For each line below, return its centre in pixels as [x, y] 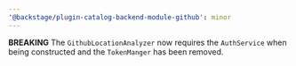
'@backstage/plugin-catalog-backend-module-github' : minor [120, 17]
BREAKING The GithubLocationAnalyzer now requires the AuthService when [148, 42]
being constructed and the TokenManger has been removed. [116, 51]
